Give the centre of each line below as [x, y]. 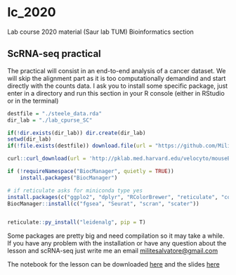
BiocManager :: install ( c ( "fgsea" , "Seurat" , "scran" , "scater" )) [103, 204]
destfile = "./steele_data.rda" [54, 113]
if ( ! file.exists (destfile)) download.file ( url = [80, 146]
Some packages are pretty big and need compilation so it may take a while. [116, 236]
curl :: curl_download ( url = [47, 159]
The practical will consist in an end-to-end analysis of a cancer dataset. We [117, 70]
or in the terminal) [33, 101]
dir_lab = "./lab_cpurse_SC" [50, 120]
